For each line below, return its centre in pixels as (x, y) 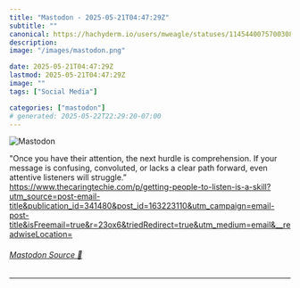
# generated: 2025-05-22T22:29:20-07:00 (86, 116)
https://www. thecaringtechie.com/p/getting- (91, 187)
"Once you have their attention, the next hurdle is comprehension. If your (143, 159)
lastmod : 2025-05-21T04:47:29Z (67, 75)
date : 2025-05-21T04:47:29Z (62, 67)
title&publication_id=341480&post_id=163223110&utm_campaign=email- (142, 206)
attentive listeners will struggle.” (68, 177)
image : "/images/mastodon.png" (67, 51)
